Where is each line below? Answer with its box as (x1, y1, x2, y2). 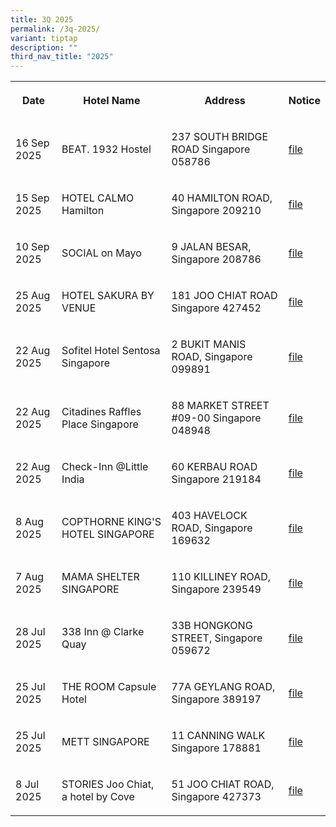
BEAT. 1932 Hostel (61, 142, 152, 156)
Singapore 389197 (171, 692, 262, 706)
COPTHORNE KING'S (61, 515, 162, 529)
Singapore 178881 (171, 741, 262, 755)
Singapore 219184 (171, 472, 262, 486)
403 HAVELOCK (171, 509, 248, 523)
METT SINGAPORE (61, 735, 150, 749)
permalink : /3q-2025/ (10, 24, 101, 34)
